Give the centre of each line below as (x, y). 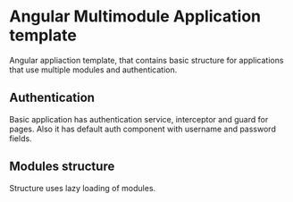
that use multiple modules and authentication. (93, 70)
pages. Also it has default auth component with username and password (143, 129)
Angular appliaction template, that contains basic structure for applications (146, 60)
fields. (21, 138)
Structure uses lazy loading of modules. (83, 188)
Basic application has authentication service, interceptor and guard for (139, 119)
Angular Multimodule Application (135, 17)
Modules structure (62, 167)
